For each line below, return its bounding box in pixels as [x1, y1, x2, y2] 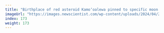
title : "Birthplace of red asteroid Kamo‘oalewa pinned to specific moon [5, 7, 159, 12]
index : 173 [5, 16, 27, 21]
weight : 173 [5, 20, 29, 26]
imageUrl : [5, 12, 25, 16]
